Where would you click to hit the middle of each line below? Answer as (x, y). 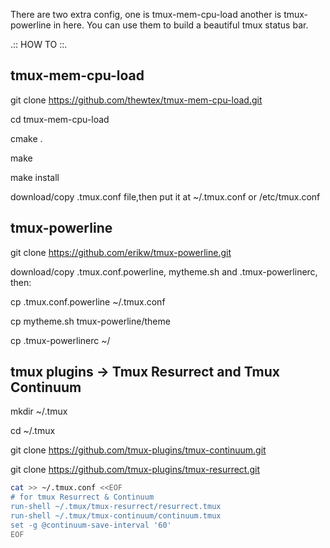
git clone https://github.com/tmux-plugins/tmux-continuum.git (138, 450)
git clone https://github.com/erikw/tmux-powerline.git (121, 252)
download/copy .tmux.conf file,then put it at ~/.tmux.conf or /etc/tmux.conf (165, 196)
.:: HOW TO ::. (39, 44)
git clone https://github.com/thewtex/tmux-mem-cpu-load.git (136, 100)
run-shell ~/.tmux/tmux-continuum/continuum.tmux (116, 516)
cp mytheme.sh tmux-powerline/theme (90, 321)
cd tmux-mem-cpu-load (60, 119)
